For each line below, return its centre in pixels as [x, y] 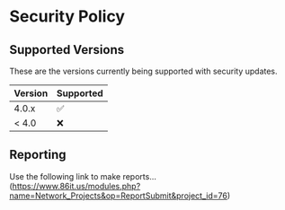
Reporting [38, 155]
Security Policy [67, 17]
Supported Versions [67, 50]
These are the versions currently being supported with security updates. [143, 71]
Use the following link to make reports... [83, 176]
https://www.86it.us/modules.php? [76, 186]
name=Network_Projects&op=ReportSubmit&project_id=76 [118, 196]
